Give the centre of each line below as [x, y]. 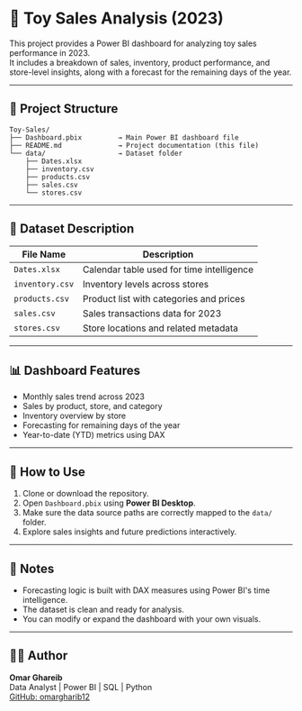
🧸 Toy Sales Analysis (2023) [117, 18]
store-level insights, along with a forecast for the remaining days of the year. [151, 72]
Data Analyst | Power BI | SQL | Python [81, 687]
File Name [44, 254]
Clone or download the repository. [86, 494]
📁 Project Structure [64, 109]
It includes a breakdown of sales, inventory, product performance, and [140, 62]
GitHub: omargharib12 [50, 697]
